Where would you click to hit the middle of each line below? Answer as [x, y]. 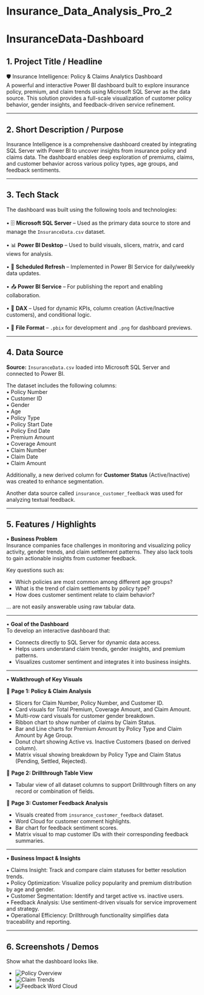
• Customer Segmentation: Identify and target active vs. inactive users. [95, 896]
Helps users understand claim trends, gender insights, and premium [100, 649]
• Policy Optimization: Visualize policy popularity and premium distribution [99, 883]
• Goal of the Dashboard [37, 624]
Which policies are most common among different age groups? [94, 582]
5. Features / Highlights [51, 525]
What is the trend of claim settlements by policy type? [82, 588]
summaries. [30, 841]
